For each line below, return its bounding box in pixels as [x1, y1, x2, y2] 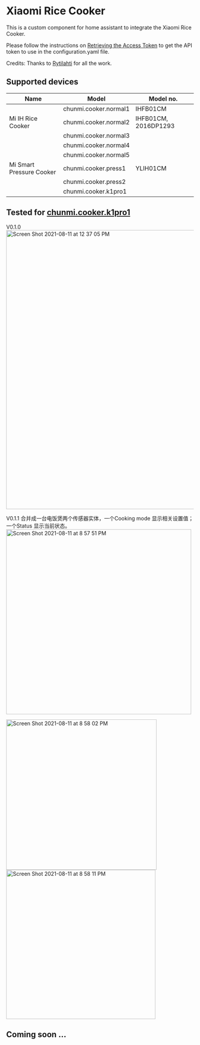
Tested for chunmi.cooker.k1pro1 [6, 207, 130, 218]
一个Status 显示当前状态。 [6, 522, 70, 529]
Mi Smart [9, 160, 35, 169]
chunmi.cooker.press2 [62, 177, 126, 186]
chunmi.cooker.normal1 [62, 104, 130, 113]
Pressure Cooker [9, 168, 57, 176]
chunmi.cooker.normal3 [62, 131, 130, 139]
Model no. [148, 94, 178, 102]
